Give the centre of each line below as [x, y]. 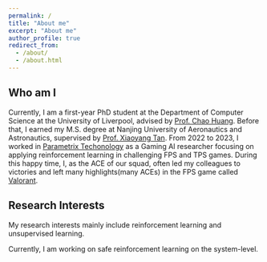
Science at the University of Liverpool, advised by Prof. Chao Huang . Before [134, 120]
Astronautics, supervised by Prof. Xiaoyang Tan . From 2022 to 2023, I [123, 138]
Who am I [32, 93]
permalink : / [30, 16]
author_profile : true [44, 38]
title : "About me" [39, 23]
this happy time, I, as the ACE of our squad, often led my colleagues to [124, 163]
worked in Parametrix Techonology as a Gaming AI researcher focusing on [131, 146]
